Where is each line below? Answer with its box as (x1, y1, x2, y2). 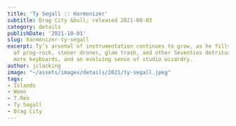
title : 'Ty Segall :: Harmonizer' (7, 10, 109, 17)
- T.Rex (7, 95, 30, 102)
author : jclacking (7, 62, 61, 69)
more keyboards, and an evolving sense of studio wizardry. (13, 56, 193, 63)
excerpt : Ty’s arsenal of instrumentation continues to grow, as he (7, 43, 212, 50)
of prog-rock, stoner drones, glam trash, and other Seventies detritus (13, 50, 231, 57)
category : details (7, 23, 61, 30)
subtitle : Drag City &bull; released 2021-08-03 (7, 17, 152, 24)
